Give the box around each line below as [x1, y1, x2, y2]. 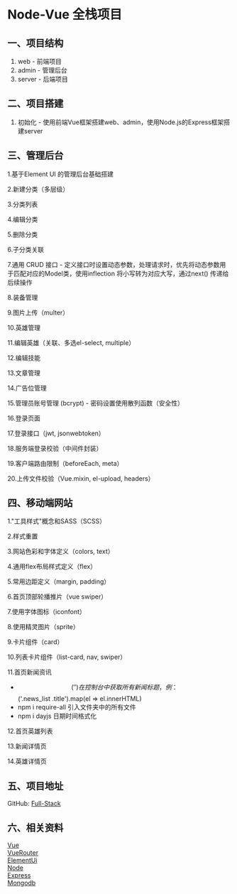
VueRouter [7, 849, 39, 857]
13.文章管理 [7, 369, 41, 377]
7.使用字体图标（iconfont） [7, 608, 87, 616]
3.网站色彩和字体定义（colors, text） [7, 547, 114, 556]
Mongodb [7, 878, 36, 888]
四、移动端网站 [7, 497, 73, 509]
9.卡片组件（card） [7, 638, 64, 646]
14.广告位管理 [7, 383, 48, 392]
